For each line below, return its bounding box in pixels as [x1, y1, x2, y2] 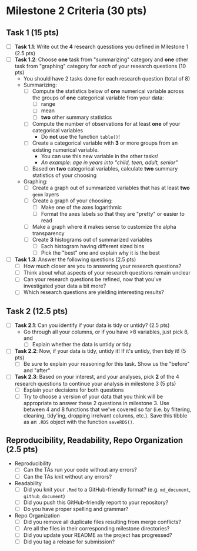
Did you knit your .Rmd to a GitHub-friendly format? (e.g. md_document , [23, 486, 191, 493]
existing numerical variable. [32, 146, 99, 153]
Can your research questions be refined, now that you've [23, 276, 162, 283]
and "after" [23, 367, 51, 374]
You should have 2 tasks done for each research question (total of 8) [23, 75, 191, 82]
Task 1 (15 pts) [6, 28, 59, 38]
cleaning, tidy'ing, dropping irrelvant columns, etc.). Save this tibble [23, 412, 188, 419]
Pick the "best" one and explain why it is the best [41, 249, 160, 256]
